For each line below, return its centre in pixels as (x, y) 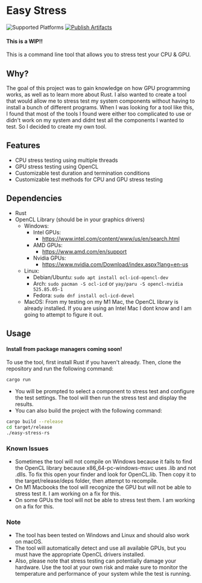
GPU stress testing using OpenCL (56, 166)
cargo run (19, 380)
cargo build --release (35, 422)
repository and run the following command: (60, 369)
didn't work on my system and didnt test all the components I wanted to (95, 120)
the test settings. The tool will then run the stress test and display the (101, 398)
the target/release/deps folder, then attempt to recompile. (87, 480)
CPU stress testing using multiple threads (67, 160)
